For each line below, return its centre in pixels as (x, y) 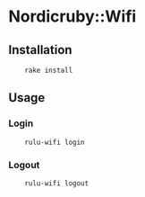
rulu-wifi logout (57, 183)
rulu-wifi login (55, 142)
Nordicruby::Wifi (72, 17)
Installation (40, 50)
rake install (49, 70)
